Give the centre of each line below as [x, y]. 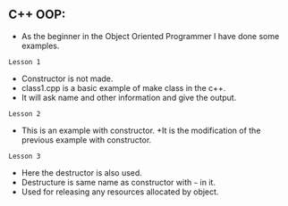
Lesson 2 [25, 114]
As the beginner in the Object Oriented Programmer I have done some [150, 36]
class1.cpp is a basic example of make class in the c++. [123, 87]
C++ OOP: [37, 15]
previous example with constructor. [86, 140]
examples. [40, 45]
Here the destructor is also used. [81, 172]
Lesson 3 [25, 156]
